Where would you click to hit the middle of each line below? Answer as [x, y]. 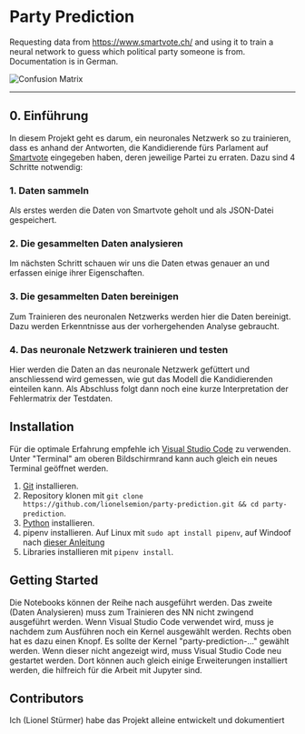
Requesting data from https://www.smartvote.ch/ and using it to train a [142, 42]
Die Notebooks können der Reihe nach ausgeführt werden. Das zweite [141, 602]
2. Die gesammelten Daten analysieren [96, 243]
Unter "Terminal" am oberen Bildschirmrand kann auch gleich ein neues [144, 458]
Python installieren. [59, 523]
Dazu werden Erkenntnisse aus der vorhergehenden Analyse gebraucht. [144, 326]
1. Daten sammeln [49, 190]
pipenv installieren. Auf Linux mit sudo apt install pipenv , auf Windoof [157, 532]
